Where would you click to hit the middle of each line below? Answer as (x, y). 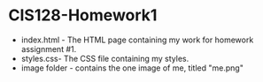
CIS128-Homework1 (83, 15)
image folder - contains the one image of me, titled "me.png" (132, 68)
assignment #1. (49, 48)
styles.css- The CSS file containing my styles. (105, 58)
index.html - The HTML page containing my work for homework (137, 40)
